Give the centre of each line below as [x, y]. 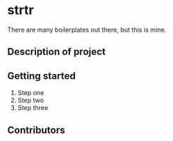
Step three [33, 108]
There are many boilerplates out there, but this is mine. [87, 30]
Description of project [56, 52]
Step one [31, 93]
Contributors [36, 130]
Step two [31, 100]
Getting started [42, 76]
